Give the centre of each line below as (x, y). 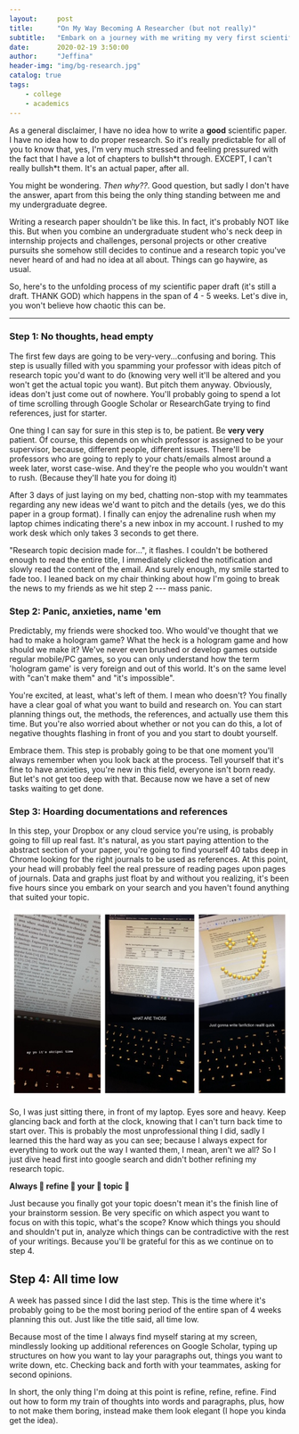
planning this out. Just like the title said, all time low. (104, 1320)
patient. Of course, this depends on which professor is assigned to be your (146, 439)
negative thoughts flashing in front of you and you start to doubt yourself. (144, 734)
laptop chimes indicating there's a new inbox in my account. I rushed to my (146, 523)
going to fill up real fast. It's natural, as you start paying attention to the (139, 841)
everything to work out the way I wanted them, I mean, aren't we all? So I (142, 1150)
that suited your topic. (49, 898)
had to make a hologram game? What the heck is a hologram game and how (149, 640)
